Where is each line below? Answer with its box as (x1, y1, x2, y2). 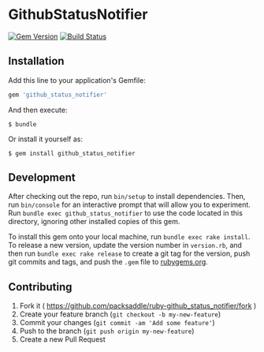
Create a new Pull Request (19, 335, 106, 344)
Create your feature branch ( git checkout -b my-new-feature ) (19, 309, 221, 319)
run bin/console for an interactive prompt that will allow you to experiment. (8, 200, 251, 210)
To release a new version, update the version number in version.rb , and (8, 241, 243, 250)
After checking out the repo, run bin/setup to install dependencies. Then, (8, 192, 246, 201)
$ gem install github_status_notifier (8, 149, 136, 157)
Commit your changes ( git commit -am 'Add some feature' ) (19, 318, 215, 328)
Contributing (8, 280, 73, 294)
